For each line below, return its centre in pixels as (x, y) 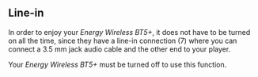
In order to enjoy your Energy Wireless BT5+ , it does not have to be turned (129, 32)
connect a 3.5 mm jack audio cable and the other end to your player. (120, 49)
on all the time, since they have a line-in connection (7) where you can (123, 40)
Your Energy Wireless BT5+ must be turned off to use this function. (118, 64)
